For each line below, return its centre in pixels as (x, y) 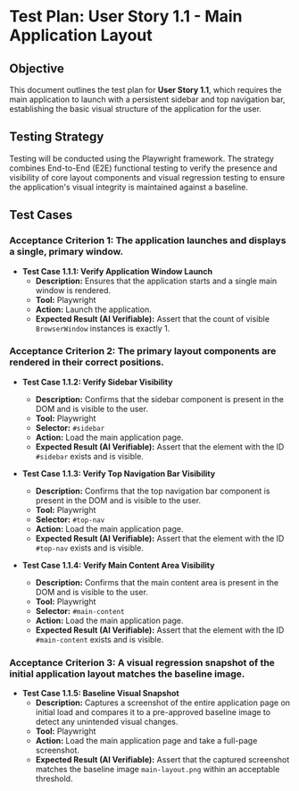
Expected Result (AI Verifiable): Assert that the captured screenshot (162, 760)
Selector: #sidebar (70, 427)
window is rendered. (73, 290)
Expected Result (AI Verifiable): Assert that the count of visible (153, 318)
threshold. (54, 778)
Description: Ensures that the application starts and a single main (156, 281)
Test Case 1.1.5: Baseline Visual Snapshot (101, 694)
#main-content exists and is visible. (100, 639)
